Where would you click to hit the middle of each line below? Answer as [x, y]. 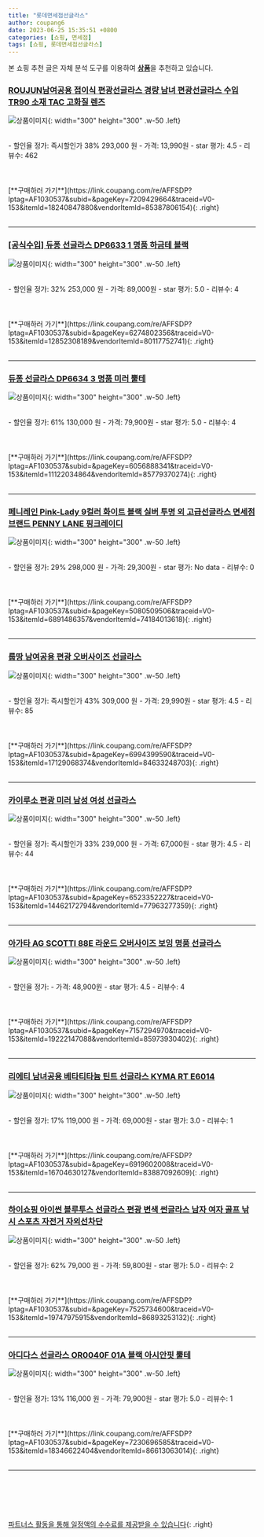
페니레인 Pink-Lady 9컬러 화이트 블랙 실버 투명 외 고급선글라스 [120, 512]
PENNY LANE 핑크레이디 [78, 524]
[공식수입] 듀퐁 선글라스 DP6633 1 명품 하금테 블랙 [99, 245]
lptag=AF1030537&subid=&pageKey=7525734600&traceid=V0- [111, 1309]
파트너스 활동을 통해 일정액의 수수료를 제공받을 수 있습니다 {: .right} [111, 1524]
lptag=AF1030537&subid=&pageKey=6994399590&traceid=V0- [112, 754]
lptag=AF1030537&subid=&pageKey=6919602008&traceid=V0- [111, 1164]
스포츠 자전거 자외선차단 [60, 1222]
